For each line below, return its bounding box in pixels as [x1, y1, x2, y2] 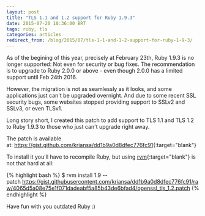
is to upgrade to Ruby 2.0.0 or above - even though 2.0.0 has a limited [6, 67, 183, 74]
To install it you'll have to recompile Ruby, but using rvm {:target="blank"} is [6, 153, 196, 160]
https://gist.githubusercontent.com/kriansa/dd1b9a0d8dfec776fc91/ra [22, 178, 199, 185]
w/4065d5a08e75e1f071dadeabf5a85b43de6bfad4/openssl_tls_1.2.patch [6, 184, 191, 192]
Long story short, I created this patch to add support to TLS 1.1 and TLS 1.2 [6, 117, 195, 124]
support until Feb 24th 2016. [6, 74, 78, 81]
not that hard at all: [6, 160, 54, 167]
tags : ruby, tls [6, 26, 48, 32]
